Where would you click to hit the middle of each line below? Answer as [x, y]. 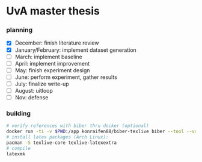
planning [20, 30]
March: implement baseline [48, 57]
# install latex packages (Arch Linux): [58, 137]
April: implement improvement [52, 63]
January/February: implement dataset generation [75, 50]
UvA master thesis [53, 11]
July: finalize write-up [42, 84]
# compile [19, 148]
